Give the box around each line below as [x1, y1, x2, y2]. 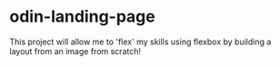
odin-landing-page [9, 6, 156, 27]
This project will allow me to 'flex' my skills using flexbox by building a [9, 36, 272, 47]
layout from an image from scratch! [9, 45, 141, 56]
